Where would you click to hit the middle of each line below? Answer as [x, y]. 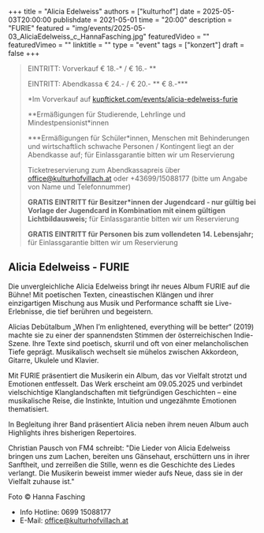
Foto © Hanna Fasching [46, 497]
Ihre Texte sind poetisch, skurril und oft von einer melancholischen [141, 343]
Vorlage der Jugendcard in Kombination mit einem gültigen [126, 211]
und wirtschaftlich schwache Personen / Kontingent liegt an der [130, 146]
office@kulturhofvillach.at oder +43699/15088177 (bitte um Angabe [138, 178]
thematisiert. [29, 408]
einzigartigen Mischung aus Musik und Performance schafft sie [111, 303]
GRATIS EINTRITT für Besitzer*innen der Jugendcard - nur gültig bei [141, 202]
